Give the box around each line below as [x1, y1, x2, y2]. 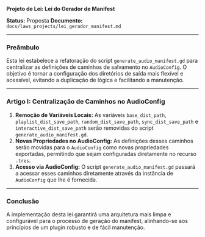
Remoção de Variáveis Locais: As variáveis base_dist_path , [15, 111, 167, 118]
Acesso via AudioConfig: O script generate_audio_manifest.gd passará [15, 163, 196, 170]
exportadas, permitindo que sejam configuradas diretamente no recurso [15, 150, 197, 157]
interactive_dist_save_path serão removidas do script [15, 124, 154, 132]
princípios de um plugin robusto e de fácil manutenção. [6, 224, 145, 231]
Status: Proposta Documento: [6, 17, 83, 24]
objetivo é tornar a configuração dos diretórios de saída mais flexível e [6, 70, 184, 77]
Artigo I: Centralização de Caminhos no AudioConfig [6, 97, 166, 106]
